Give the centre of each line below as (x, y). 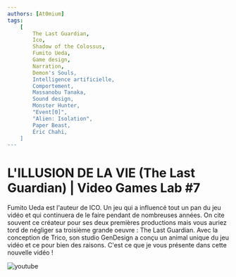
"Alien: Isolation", (63, 118)
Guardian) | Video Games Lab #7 (104, 188)
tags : (15, 20)
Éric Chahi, (50, 132)
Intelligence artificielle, (74, 79)
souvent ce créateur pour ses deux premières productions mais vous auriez (117, 223)
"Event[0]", (50, 112)
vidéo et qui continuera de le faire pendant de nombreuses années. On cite (116, 215)
